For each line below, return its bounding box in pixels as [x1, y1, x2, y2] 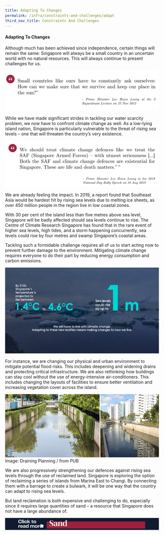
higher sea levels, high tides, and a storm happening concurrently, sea [5, 228, 146, 233]
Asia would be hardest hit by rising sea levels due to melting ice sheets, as [5, 197, 155, 203]
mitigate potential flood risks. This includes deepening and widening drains [5, 363, 156, 369]
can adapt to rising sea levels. [5, 488, 65, 494]
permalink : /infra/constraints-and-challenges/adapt [5, 13, 115, 18]
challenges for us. [5, 60, 41, 66]
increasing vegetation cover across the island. [5, 384, 98, 390]
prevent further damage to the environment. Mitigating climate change [5, 248, 146, 254]
